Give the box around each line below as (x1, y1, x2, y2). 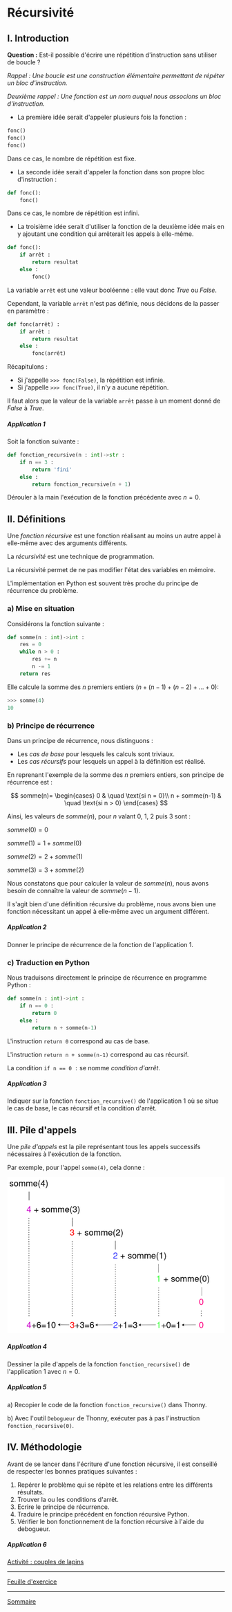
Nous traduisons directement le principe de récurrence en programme (7, 973, 207, 982)
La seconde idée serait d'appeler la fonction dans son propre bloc (17, 167, 205, 176)
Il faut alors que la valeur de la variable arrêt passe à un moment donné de (7, 396, 221, 405)
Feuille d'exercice (7, 1577, 57, 1586)
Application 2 (7, 923, 47, 931)
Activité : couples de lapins (7, 1558, 84, 1566)
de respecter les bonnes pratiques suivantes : (7, 1467, 137, 1475)
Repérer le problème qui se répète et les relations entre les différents (17, 1481, 213, 1489)
